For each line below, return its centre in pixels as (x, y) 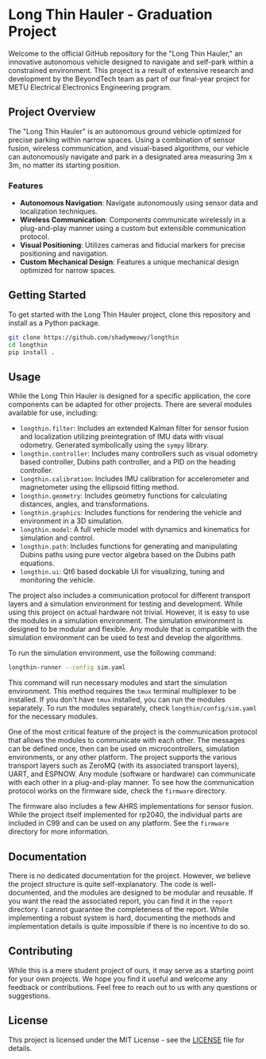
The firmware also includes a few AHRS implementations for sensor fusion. (131, 807)
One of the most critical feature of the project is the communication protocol (133, 732)
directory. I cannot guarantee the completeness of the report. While (118, 909)
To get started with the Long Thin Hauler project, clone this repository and (129, 314)
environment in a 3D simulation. (71, 521)
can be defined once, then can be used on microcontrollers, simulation (124, 749)
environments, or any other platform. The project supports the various (123, 757)
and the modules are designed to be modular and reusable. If (153, 892)
